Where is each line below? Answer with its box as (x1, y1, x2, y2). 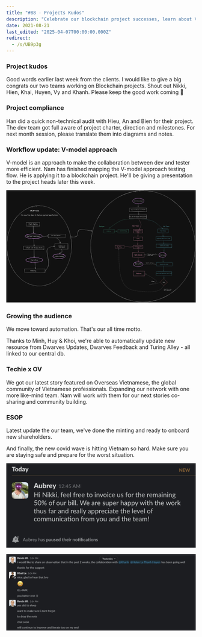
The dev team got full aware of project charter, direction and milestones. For (6, 124, 195, 131)
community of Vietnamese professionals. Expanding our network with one (6, 385, 190, 392)
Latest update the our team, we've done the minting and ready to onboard (6, 427, 189, 434)
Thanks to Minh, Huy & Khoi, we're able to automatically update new (6, 337, 176, 345)
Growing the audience (6, 312, 72, 321)
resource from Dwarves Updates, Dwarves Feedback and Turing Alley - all (6, 344, 191, 351)
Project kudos (6, 62, 48, 71)
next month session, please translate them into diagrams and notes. (6, 130, 174, 137)
